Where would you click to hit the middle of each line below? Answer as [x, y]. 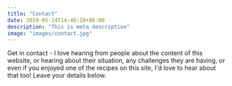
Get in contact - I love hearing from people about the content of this [105, 53]
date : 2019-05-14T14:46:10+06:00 [56, 20]
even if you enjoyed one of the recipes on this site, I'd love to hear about [111, 68]
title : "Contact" [33, 14]
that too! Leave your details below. [57, 76]
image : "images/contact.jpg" [50, 33]
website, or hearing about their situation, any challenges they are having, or [116, 61]
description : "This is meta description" [69, 27]
